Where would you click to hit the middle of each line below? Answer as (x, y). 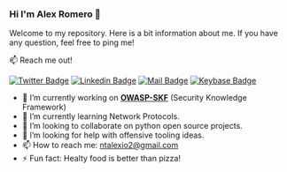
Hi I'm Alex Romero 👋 (55, 14)
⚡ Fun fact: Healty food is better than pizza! (101, 159)
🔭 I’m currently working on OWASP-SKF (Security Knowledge (135, 98)
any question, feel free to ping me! (72, 42)
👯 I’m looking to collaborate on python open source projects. (132, 126)
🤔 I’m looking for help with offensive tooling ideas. (113, 135)
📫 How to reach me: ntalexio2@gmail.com (100, 146)
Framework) (44, 107)
